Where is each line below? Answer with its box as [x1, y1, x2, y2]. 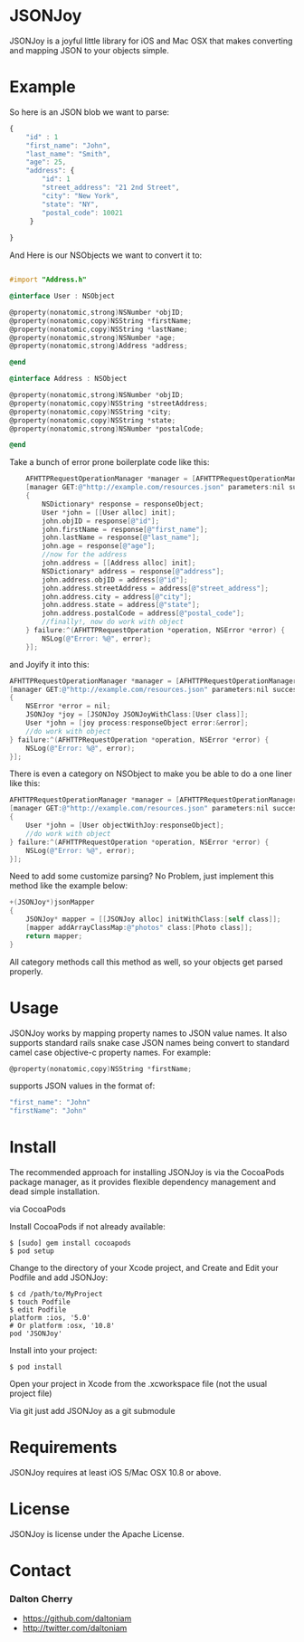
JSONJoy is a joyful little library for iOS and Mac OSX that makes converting [9, 35, 293, 46]
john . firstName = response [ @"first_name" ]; [42, 525, 208, 534]
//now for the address [42, 550, 128, 559]
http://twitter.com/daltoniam [22, 1623, 128, 1634]
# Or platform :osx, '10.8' [9, 1322, 116, 1331]
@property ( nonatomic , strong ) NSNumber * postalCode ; [9, 424, 204, 433]
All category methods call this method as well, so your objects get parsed [9, 956, 283, 967]
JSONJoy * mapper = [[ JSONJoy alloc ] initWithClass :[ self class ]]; [25, 915, 281, 924]
